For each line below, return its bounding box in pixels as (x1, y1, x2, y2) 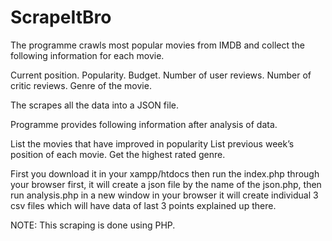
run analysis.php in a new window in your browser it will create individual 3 (10, 189, 319, 201)
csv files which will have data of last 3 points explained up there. (10, 199, 277, 211)
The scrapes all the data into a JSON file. (10, 99, 179, 111)
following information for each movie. (10, 49, 165, 61)
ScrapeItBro (10, 6, 112, 29)
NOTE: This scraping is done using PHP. (10, 219, 176, 231)
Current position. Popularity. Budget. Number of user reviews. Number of (10, 69, 312, 81)
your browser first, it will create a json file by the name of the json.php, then (10, 178, 322, 190)
